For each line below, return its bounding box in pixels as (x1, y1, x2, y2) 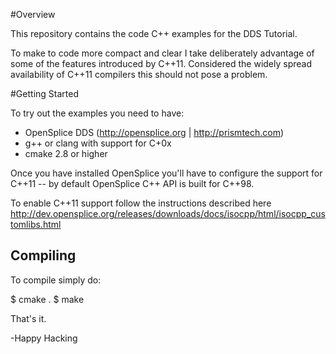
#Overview (10, 9, 56, 20)
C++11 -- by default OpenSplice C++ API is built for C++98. (10, 178, 255, 189)
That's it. (10, 312, 47, 324)
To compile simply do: (10, 274, 102, 286)
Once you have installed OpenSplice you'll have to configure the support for (10, 167, 323, 179)
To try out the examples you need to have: (10, 107, 185, 119)
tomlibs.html (10, 219, 62, 230)
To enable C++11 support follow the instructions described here (10, 197, 272, 209)
